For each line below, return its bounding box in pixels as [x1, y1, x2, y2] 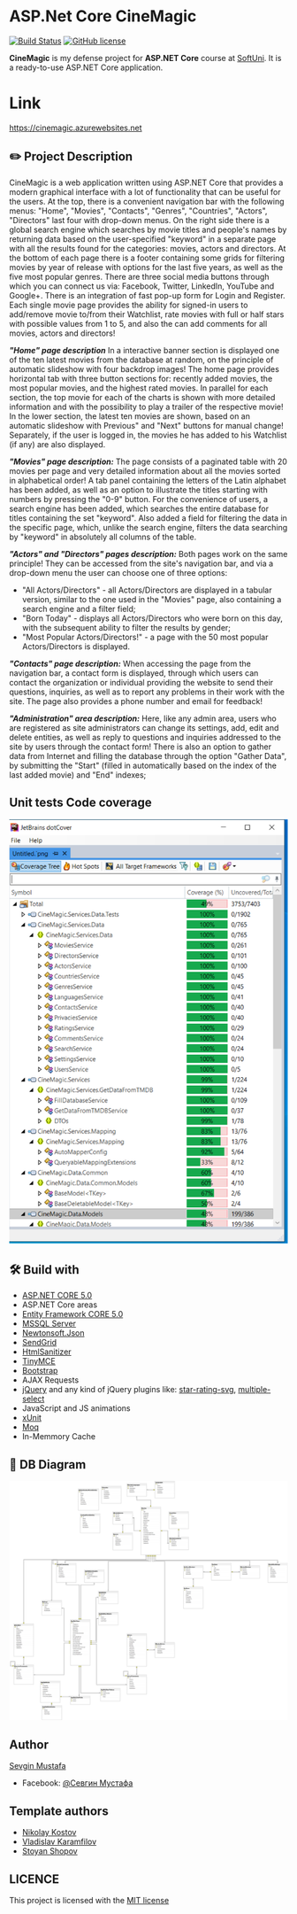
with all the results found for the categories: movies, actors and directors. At [9, 243, 286, 253]
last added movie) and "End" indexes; [9, 769, 147, 780]
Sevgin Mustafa [9, 1761, 66, 1771]
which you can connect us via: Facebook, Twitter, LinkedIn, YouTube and [9, 281, 275, 291]
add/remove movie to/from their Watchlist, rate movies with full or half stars [9, 308, 285, 320]
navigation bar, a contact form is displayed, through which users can [9, 667, 259, 678]
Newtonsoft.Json [21, 1328, 85, 1338]
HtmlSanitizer [21, 1346, 72, 1357]
